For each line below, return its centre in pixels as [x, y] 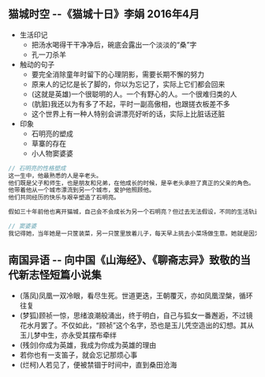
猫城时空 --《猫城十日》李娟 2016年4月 [104, 14]
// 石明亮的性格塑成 [37, 168]
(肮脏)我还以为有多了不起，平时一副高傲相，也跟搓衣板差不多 [131, 104]
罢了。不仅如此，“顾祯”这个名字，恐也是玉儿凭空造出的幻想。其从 [147, 325]
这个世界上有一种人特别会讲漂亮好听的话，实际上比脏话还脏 [128, 114]
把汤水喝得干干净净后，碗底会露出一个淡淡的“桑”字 [114, 44]
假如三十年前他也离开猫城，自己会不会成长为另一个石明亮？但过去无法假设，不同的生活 [129, 212]
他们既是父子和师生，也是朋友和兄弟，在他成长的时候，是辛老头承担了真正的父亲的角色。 [131, 183]
